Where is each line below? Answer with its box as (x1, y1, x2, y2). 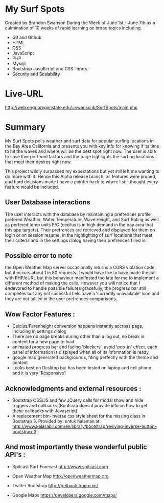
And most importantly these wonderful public (5, 443, 147, 451)
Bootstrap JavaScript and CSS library (12, 65, 88, 72)
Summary (5, 122, 46, 133)
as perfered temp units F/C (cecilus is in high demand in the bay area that (5, 222, 153, 227)
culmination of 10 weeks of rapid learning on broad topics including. (5, 25, 142, 30)
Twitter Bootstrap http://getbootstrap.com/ (12, 482, 98, 488)
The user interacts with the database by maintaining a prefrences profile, (5, 211, 152, 217)
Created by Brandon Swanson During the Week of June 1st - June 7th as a (5, 20, 155, 26)
